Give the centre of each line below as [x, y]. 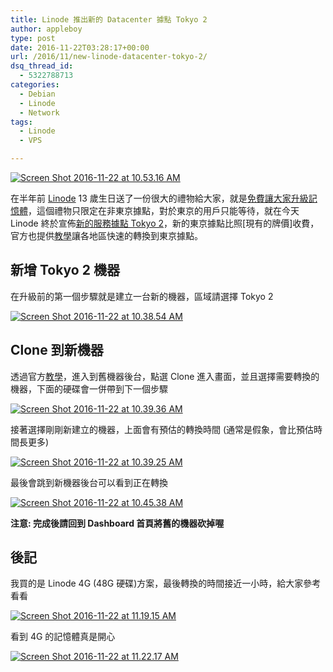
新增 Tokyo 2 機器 [65, 270]
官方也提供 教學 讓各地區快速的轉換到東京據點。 [106, 235]
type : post [33, 38]
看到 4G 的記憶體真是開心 [63, 637]
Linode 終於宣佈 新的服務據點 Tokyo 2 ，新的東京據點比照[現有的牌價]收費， [165, 223]
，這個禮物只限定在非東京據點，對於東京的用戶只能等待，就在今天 [164, 210]
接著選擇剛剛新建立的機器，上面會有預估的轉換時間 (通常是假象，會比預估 [162, 429]
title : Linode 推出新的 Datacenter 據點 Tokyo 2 [109, 19]
